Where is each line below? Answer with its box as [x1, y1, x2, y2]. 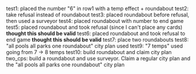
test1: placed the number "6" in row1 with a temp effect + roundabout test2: [6, 5, 189, 12]
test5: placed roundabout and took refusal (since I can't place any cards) [6, 23, 182, 31]
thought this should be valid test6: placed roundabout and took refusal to [6, 30, 185, 37]
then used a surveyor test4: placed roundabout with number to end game [6, 18, 184, 24]
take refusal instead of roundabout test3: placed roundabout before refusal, [6, 11, 190, 18]
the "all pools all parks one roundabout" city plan [6, 61, 125, 68]
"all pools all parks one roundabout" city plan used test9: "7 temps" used [6, 42, 184, 49]
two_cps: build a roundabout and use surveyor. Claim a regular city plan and [6, 55, 191, 62]
